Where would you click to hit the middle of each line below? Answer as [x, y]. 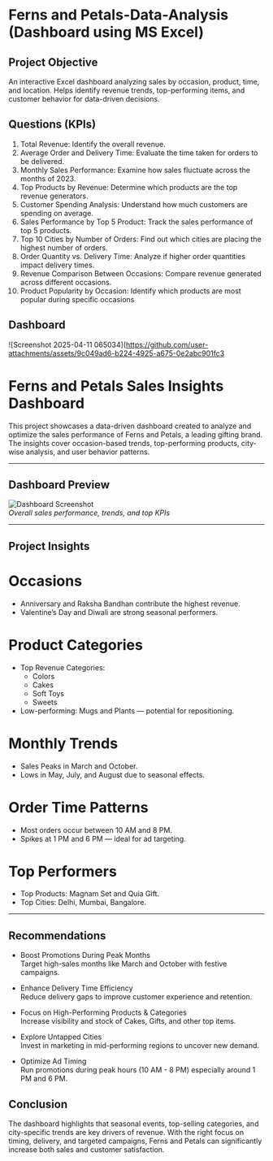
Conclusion [38, 1104]
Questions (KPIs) [52, 125]
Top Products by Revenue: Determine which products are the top [129, 187]
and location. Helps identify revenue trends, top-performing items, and [127, 90]
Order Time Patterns [78, 807]
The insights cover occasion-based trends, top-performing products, [124, 443]
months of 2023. [48, 178]
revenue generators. [54, 196]
